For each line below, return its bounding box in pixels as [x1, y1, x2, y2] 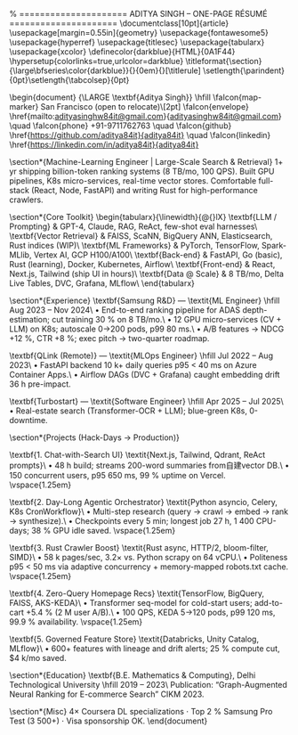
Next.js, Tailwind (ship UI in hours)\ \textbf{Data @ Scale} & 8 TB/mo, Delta [9, 268, 285, 279]
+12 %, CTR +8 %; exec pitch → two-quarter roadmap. [9, 333, 210, 343]
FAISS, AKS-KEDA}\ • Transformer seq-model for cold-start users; [9, 598, 253, 608]
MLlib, [9, 249, 32, 260]
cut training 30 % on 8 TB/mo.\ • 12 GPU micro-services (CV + [52, 314, 282, 324]
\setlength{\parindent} [203, 65, 286, 76]
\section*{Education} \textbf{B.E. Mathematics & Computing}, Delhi [9, 670, 256, 681]
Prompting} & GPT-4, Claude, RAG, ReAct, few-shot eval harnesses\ [9, 221, 258, 232]
